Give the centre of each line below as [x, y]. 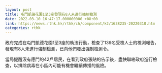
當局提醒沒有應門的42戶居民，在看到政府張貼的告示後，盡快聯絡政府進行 [79, 59]
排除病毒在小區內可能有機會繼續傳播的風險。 [63, 66]
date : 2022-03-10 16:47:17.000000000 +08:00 [51, 19]
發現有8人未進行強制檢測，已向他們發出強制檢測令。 [58, 49]
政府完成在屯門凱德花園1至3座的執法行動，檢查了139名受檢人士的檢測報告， [82, 43]
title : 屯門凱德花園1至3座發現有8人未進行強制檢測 [51, 14]
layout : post [18, 10]
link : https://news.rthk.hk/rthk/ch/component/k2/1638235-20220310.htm [80, 23]
